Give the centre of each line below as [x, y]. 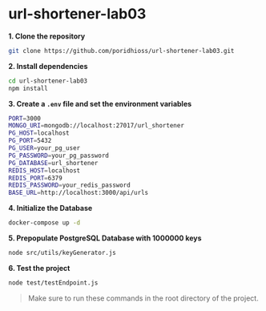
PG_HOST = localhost [39, 133]
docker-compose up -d [44, 223]
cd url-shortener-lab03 [48, 81]
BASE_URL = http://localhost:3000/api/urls [79, 193]
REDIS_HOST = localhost [44, 170]
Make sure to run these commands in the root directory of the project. [143, 298]
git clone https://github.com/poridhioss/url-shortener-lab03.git [121, 50]
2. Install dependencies [48, 66]
